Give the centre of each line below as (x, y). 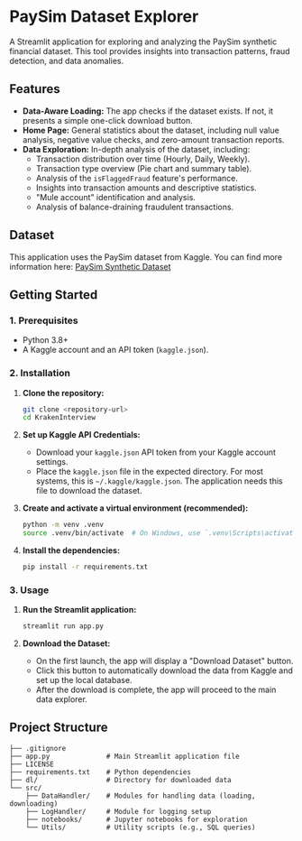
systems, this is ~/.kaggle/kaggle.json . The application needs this (159, 481)
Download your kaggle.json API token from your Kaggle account (156, 452)
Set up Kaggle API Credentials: (82, 435)
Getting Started (54, 295)
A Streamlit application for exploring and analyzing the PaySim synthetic (143, 42)
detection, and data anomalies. (67, 60)
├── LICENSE (32, 764)
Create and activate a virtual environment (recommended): (135, 508)
